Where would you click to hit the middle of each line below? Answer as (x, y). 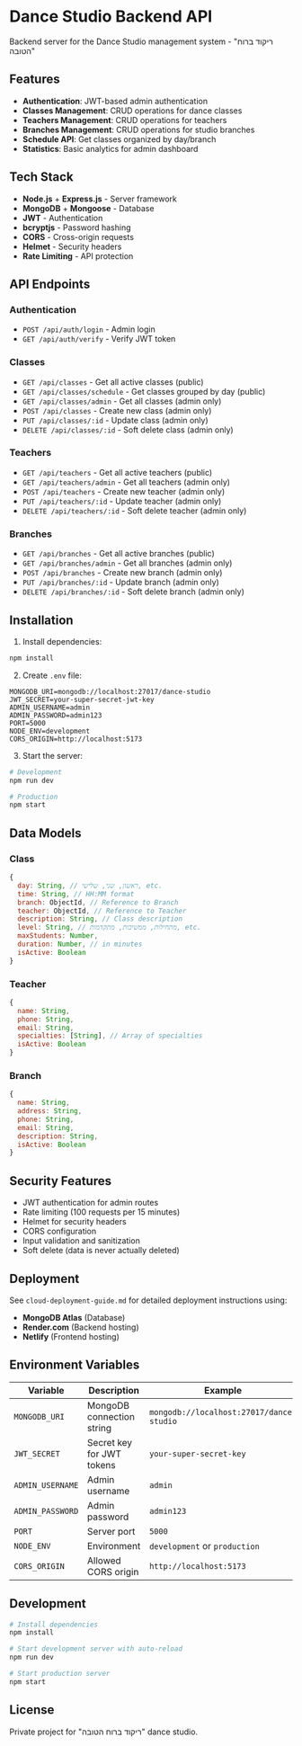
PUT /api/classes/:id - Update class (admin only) (115, 420)
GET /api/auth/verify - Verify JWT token (99, 339)
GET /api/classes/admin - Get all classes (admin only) (122, 401)
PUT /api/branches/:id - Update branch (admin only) (121, 583)
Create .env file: (52, 675)
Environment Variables (75, 1365)
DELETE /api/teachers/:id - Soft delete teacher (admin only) (134, 511)
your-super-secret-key (198, 1453)
